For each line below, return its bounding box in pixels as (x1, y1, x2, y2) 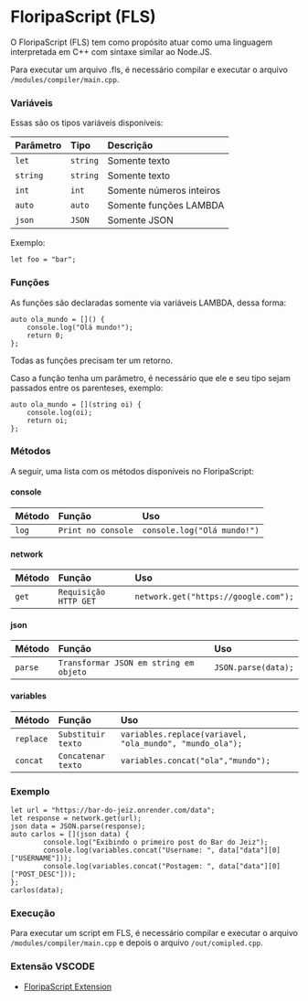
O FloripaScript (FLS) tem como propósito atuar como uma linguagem (10, 37, 273, 48)
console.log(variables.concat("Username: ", (43, 846, 216, 855)
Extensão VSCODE (10, 960, 95, 973)
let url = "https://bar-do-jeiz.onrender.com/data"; (10, 805, 216, 815)
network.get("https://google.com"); (134, 591, 294, 602)
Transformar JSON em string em (58, 658, 195, 668)
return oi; (27, 416, 69, 425)
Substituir (58, 729, 106, 740)
